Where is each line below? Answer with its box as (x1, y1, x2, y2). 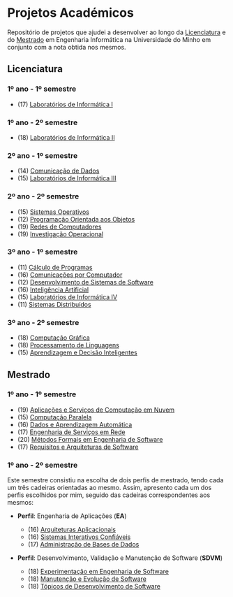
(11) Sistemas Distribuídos (17, 300, 92, 308)
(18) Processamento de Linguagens (17, 341, 120, 350)
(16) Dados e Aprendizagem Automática (17, 420, 133, 429)
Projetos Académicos (7, 5, 134, 21)
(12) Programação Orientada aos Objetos (17, 215, 135, 223)
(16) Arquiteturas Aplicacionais (27, 526, 116, 534)
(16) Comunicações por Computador (17, 271, 123, 279)
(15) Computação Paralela (17, 412, 92, 421)
